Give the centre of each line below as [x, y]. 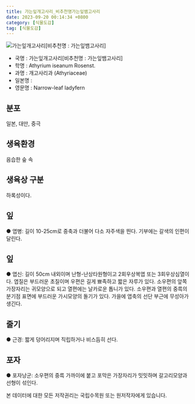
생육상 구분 [25, 180]
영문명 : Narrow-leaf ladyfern [50, 88]
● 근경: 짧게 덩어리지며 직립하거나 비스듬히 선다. [62, 340]
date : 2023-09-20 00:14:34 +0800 [47, 17]
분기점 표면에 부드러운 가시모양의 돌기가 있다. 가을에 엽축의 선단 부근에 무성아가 [97, 296]
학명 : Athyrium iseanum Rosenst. [55, 66]
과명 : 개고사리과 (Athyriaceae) [51, 73]
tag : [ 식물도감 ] [24, 28]
